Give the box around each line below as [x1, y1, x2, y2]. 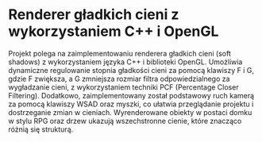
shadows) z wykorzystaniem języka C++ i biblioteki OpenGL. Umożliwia [8, 57, 243, 67]
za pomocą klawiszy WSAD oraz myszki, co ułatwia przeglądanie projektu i [8, 99, 254, 109]
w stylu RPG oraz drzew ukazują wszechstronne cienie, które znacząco [8, 116, 242, 125]
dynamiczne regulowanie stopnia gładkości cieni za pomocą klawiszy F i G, [8, 65, 254, 75]
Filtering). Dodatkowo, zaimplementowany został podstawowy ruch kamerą [8, 90, 255, 100]
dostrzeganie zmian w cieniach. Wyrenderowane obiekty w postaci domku [8, 107, 252, 117]
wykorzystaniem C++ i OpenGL [8, 22, 219, 40]
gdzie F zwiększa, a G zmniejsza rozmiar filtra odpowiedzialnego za [8, 74, 230, 83]
